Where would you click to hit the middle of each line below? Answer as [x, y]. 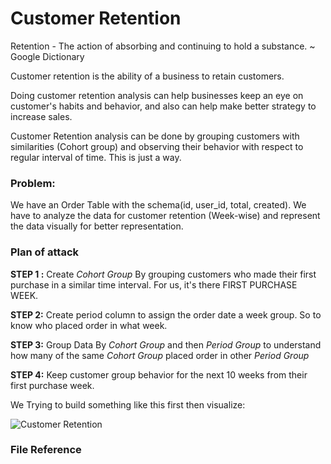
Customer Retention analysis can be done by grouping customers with [155, 136]
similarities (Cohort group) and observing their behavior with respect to [157, 146]
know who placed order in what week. [89, 325]
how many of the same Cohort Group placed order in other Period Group [160, 355]
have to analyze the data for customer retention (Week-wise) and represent [165, 216]
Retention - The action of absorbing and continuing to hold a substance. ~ [163, 46]
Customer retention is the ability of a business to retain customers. [147, 76]
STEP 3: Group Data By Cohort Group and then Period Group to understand [166, 344]
